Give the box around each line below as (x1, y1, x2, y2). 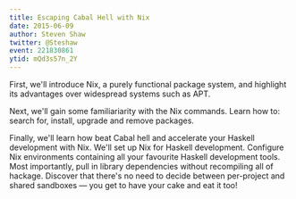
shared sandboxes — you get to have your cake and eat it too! (9, 180, 239, 190)
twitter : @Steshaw (9, 37, 78, 47)
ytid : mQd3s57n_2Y (9, 54, 78, 63)
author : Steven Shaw (9, 29, 87, 38)
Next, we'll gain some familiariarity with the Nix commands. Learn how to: (9, 106, 280, 116)
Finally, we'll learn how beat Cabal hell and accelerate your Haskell (9, 133, 255, 143)
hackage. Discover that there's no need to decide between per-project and (9, 170, 285, 181)
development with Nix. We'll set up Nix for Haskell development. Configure (9, 142, 284, 153)
